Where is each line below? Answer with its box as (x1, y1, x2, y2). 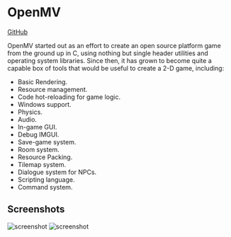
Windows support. (17, 100, 72, 108)
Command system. (17, 183, 73, 191)
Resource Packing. (17, 153, 73, 161)
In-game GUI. (17, 122, 57, 131)
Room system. (17, 145, 60, 154)
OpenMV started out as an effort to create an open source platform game (7, 41, 221, 50)
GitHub (7, 28, 28, 36)
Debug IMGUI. (17, 130, 60, 139)
